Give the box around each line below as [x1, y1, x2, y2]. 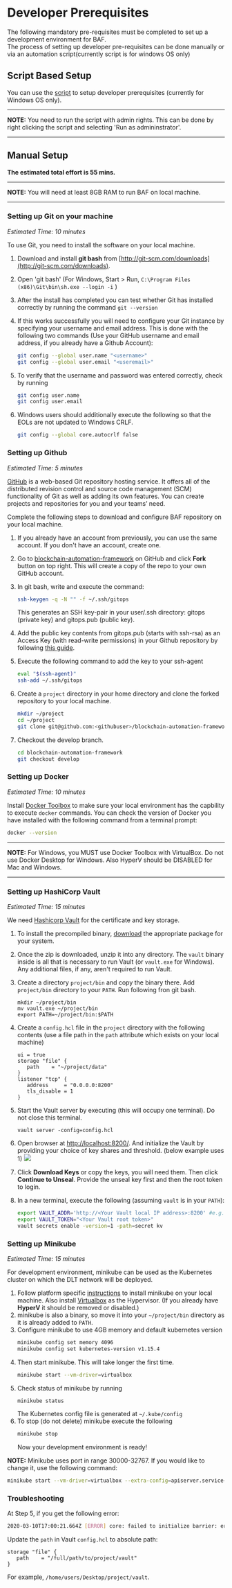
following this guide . [17, 644, 75, 652]
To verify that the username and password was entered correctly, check [17, 371, 223, 379]
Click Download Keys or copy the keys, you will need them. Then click [17, 1168, 218, 1176]
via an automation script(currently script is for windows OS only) [7, 50, 191, 58]
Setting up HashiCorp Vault [7, 887, 101, 897]
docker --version [7, 829, 57, 836]
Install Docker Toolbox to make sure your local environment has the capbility [7, 801, 224, 809]
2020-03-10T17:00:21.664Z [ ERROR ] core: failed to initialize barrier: [7, 1523, 217, 1530]
